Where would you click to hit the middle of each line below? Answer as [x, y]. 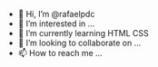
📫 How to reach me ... [60, 53]
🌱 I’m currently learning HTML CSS [83, 33]
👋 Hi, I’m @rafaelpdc [56, 14]
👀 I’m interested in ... [56, 24]
